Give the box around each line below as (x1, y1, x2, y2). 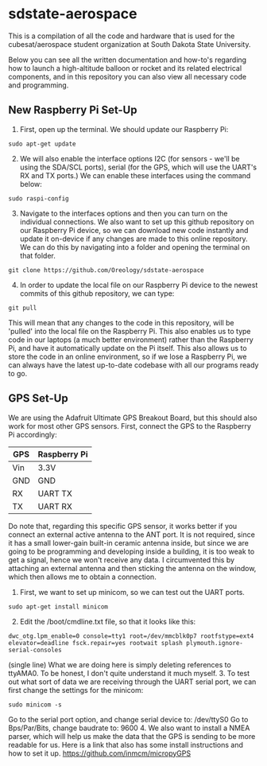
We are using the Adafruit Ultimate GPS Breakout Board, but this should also (8, 413, 257, 422)
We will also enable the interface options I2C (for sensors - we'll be (19, 154, 240, 163)
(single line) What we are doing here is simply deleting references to (8, 659, 232, 669)
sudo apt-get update (8, 140, 77, 148)
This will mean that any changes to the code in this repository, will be (8, 317, 234, 327)
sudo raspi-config (8, 194, 69, 203)
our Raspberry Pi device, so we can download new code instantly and (19, 225, 249, 235)
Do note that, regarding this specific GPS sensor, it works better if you (8, 521, 238, 531)
